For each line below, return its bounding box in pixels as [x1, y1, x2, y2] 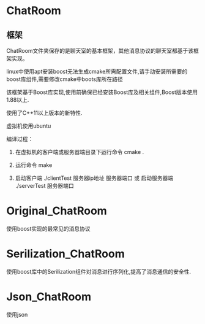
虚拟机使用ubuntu [6, 122, 51, 129]
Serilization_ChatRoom [6, 247, 125, 261]
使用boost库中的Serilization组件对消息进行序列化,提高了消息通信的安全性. [6, 268, 192, 275]
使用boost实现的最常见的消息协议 [6, 225, 91, 232]
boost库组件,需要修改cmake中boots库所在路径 [6, 75, 124, 83]
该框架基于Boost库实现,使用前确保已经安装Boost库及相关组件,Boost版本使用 [6, 88, 198, 96]
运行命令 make [15, 161, 53, 169]
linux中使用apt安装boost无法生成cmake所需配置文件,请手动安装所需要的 [6, 68, 188, 75]
